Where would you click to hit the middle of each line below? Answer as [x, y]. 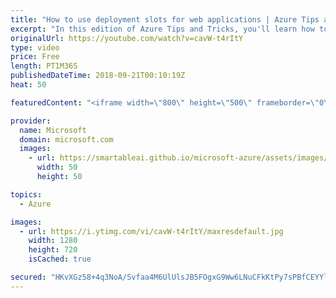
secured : [28, 277]
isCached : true [60, 259]
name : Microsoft [53, 130]
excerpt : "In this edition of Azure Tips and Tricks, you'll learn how [162, 29]
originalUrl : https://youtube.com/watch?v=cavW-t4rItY [127, 38]
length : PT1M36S [44, 66]
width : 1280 [53, 241]
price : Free [35, 57]
